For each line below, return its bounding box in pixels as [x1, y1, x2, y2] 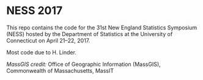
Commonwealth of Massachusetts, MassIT [6, 67, 114, 74]
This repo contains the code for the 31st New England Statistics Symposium [6, 24, 197, 31]
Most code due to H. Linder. [6, 48, 76, 56]
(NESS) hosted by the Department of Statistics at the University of [6, 30, 173, 37]
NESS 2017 [6, 4, 63, 18]
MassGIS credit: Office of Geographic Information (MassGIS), [6, 60, 161, 68]
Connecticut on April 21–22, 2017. [6, 37, 90, 44]
